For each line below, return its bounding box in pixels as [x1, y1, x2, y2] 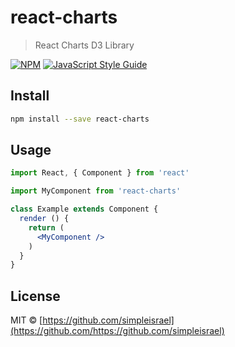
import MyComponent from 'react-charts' [10, 186, 182, 196]
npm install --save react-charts [10, 114, 150, 124]
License [10, 287, 61, 305]
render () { [19, 214, 70, 224]
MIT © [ [10, 314, 43, 326]
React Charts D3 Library [34, 39, 135, 51]
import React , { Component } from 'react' [10, 168, 190, 178]
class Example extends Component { [10, 204, 159, 215]
